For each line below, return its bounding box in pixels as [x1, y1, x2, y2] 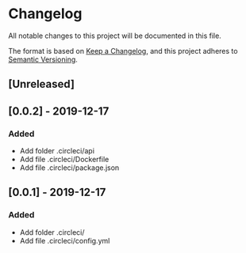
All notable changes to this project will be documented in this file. [8, 31, 222, 40]
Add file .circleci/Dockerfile [19, 155, 110, 164]
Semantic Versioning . [8, 55, 78, 64]
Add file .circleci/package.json [19, 163, 120, 172]
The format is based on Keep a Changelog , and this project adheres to [8, 46, 238, 55]
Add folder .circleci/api [19, 146, 95, 156]
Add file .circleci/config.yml [19, 236, 110, 245]
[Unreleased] [8, 77, 75, 91]
